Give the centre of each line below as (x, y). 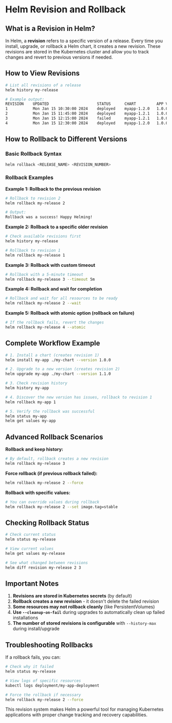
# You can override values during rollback (52, 502)
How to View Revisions (42, 73)
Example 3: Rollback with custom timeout (50, 265)
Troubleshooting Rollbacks (49, 645)
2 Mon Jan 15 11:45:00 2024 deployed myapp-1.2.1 (78, 114)
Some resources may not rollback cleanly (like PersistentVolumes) (84, 607)
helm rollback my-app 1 (31, 402)
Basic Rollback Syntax (34, 154)
